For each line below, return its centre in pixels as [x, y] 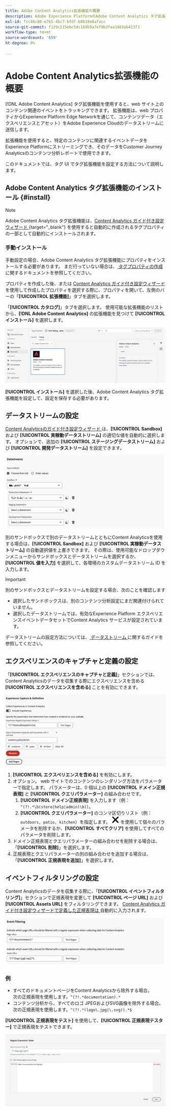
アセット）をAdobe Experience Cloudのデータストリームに [102, 123]
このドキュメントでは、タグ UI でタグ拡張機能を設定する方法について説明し [84, 164]
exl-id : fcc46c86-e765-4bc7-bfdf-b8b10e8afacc [55, 21]
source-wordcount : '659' [32, 38]
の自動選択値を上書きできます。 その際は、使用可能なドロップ [91, 550]
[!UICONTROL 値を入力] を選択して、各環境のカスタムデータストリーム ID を [85, 563]
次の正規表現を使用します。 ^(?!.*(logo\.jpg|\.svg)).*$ [72, 1009]
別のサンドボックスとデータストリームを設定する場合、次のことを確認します [85, 590]
